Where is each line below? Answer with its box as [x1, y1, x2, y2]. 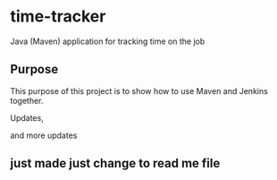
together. [10, 95, 44, 106]
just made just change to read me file [10, 156, 221, 171]
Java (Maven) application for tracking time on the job [10, 36, 206, 47]
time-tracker [10, 6, 106, 27]
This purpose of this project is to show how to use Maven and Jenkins [10, 85, 269, 96]
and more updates [10, 130, 78, 141]
